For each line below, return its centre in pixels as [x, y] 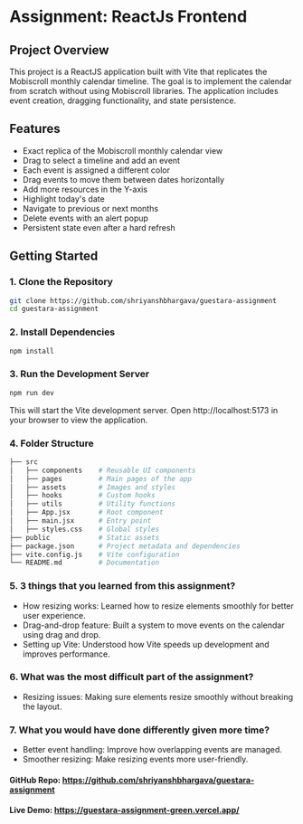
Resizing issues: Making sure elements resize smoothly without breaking [158, 696]
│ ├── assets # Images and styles [93, 487]
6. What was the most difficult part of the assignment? [132, 677]
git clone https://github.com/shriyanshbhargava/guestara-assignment [143, 300]
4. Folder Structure [52, 443]
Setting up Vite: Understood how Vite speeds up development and [146, 644]
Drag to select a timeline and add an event [101, 160]
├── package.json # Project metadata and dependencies [125, 546]
